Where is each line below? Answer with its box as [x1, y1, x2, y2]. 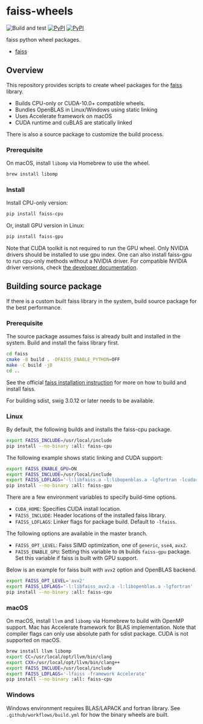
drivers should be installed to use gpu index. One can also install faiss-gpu [6, 251, 192, 258]
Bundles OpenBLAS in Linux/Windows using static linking [14, 106, 158, 113]
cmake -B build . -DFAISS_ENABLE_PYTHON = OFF [6, 356, 120, 363]
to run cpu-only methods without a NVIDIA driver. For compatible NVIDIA [6, 257, 187, 265]
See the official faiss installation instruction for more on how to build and [6, 378, 187, 386]
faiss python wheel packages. [6, 36, 81, 43]
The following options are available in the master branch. [6, 530, 148, 537]
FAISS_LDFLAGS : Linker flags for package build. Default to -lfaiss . [14, 518, 177, 525]
